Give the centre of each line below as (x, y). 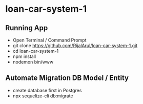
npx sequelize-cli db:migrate (43, 96)
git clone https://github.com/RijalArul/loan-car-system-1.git (75, 46)
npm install (24, 56)
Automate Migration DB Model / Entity (67, 78)
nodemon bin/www (33, 62)
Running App (27, 28)
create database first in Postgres (47, 90)
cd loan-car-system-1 (36, 51)
